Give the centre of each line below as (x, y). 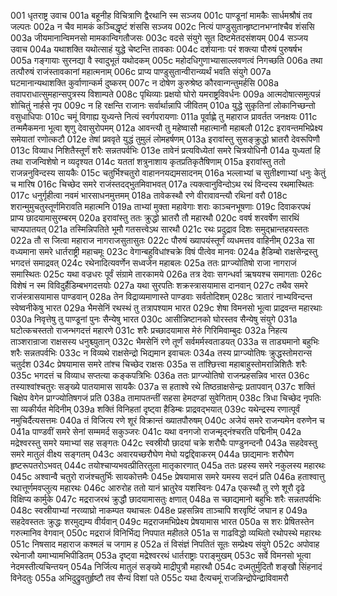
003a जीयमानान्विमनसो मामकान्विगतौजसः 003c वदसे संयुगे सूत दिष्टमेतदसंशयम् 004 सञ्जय (159, 38)
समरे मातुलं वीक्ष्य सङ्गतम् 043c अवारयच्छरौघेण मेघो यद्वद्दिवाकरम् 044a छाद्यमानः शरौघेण (152, 454)
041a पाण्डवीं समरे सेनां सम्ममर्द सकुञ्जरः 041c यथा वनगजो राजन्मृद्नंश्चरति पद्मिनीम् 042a (156, 431)
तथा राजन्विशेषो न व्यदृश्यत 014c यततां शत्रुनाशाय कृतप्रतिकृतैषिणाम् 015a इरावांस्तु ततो (148, 161)
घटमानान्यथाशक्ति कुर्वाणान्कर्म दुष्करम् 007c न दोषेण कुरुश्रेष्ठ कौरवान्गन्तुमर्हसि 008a (145, 83)
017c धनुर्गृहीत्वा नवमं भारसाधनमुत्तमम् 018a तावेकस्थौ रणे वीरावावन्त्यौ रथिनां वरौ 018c (149, 195)
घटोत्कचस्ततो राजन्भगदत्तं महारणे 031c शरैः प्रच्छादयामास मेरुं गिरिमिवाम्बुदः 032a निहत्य (149, 330)
